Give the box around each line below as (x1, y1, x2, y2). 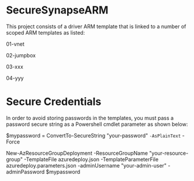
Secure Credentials (6, 95, 102, 108)
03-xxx (6, 63, 23, 70)
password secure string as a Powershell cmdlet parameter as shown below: (6, 121, 188, 128)
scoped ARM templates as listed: (6, 29, 85, 36)
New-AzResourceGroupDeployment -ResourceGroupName (6, 149, 148, 156)
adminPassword (6, 168, 45, 175)
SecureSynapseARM (6, 4, 109, 17)
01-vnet (6, 40, 25, 47)
